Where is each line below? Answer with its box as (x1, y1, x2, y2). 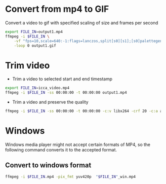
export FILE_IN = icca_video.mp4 (5, 85, 70, 91)
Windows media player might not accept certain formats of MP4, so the (5, 142, 151, 147)
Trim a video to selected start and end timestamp (12, 76, 113, 82)
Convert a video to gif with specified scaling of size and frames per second (5, 20, 159, 26)
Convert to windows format (5, 161, 91, 170)
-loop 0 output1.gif (14, 43, 56, 48)
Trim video (5, 60, 50, 71)
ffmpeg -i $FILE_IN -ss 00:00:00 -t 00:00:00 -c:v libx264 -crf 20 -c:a (5, 109, 158, 114)
